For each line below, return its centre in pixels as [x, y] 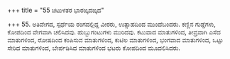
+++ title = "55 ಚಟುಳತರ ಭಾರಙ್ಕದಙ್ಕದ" [56, 10]
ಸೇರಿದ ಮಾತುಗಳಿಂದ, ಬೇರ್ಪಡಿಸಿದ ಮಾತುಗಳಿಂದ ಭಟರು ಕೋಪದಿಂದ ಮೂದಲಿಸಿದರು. [94, 48]
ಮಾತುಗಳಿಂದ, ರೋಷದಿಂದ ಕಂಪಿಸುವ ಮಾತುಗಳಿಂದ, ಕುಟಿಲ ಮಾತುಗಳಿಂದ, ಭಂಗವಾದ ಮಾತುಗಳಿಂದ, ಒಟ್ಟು [115, 40]
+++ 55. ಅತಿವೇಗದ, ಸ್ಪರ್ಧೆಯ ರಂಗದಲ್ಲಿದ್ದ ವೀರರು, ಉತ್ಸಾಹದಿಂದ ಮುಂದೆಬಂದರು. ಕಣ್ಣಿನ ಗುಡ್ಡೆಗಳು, [112, 24]
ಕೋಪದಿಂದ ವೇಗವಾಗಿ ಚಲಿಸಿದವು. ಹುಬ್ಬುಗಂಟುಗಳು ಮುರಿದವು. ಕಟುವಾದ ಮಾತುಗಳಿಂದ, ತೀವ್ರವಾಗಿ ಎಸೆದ [114, 32]
